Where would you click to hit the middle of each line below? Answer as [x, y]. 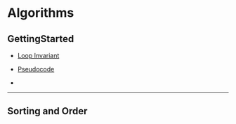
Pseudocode [36, 69]
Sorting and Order [47, 111]
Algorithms [41, 13]
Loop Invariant [38, 55]
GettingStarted [41, 39]
